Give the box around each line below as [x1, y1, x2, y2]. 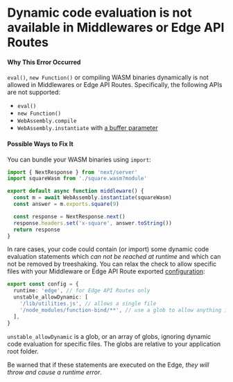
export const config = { [7, 280, 79, 288]
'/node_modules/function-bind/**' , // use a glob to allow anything [19, 306, 222, 314]
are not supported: [7, 88, 61, 97]
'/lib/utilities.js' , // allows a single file [19, 301, 157, 308]
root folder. [7, 347, 40, 356]
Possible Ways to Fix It [7, 139, 74, 148]
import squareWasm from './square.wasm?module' [7, 175, 148, 182]
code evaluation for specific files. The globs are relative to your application [7, 340, 221, 348]
